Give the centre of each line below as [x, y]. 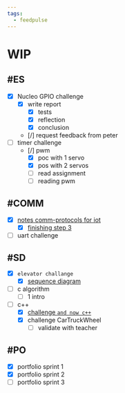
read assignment [62, 173]
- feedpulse [31, 20]
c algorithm [33, 289]
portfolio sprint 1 [40, 366]
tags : [15, 13]
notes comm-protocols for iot [59, 220]
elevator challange [45, 274]
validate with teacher [68, 328]
